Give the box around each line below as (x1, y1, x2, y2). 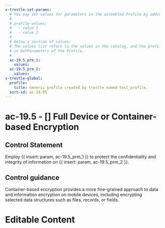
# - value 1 (9, 26, 38, 31)
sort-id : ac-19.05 (9, 90, 48, 95)
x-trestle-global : (5, 76, 43, 81)
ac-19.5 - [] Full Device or (5, 111, 110, 122)
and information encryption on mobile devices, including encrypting (5, 192, 142, 197)
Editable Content (5, 214, 75, 226)
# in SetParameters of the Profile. (9, 48, 84, 53)
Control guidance (5, 173, 60, 182)
